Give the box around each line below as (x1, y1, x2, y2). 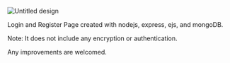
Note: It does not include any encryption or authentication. (7, 34, 178, 42)
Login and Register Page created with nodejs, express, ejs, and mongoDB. (7, 21, 224, 28)
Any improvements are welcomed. (7, 48, 108, 56)
